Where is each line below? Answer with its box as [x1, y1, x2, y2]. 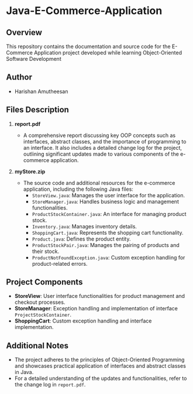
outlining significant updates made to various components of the [23, 150, 180, 157]
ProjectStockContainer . [14, 311, 72, 318]
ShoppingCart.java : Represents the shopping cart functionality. [32, 229, 184, 236]
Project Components [6, 277, 83, 287]
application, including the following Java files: [23, 186, 133, 193]
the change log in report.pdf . [14, 381, 86, 388]
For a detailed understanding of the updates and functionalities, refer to [14, 375, 187, 382]
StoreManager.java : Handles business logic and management [32, 198, 180, 205]
